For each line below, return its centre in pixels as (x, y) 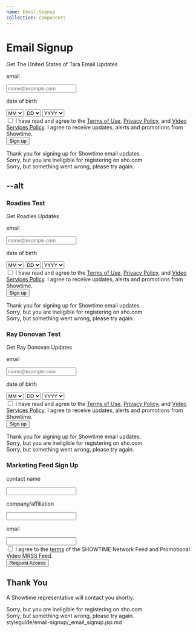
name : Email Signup (31, 12)
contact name (24, 478)
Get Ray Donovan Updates (39, 348)
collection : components (36, 18)
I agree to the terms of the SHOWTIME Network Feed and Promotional (103, 549)
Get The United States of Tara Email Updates (62, 64)
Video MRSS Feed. (30, 555)
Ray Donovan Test (34, 334)
